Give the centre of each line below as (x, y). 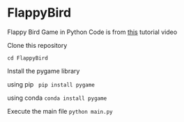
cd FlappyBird (28, 58)
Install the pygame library (44, 71)
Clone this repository (37, 45)
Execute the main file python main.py (60, 111)
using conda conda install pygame (57, 98)
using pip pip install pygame (51, 84)
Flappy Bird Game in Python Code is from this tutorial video (92, 32)
